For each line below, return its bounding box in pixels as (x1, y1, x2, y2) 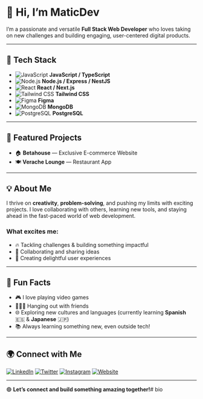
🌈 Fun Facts (6, 278, 51, 288)
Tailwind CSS (55, 90, 89, 97)
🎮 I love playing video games (14, 294, 89, 301)
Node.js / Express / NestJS (42, 77, 111, 85)
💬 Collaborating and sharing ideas (14, 247, 100, 255)
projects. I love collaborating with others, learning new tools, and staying (6, 206, 187, 213)
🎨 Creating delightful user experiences (14, 254, 111, 261)
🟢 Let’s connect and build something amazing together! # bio (6, 386, 163, 393)
